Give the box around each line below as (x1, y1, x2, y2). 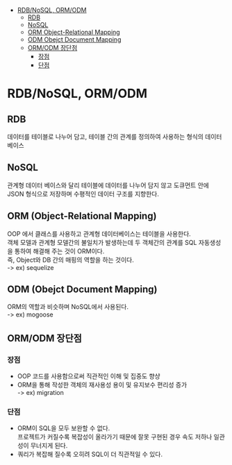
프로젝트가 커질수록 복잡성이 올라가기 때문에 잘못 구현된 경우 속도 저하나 (17, 433, 213, 441)
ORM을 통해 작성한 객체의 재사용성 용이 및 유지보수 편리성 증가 (17, 381, 188, 389)
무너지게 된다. (30, 441, 68, 450)
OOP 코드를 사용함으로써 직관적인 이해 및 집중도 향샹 (17, 372, 161, 380)
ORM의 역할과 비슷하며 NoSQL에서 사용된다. (7, 303, 129, 311)
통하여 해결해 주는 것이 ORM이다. (14, 246, 105, 255)
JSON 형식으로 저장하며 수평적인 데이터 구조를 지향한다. (7, 189, 160, 198)
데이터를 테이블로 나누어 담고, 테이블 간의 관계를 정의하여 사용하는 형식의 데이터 (7, 133, 222, 141)
